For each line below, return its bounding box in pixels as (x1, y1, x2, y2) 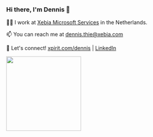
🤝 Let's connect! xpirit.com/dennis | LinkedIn (6, 45, 117, 52)
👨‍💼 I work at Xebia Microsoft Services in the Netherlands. (6, 19, 148, 26)
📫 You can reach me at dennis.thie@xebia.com (6, 31, 124, 38)
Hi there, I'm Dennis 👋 (6, 5, 71, 14)
